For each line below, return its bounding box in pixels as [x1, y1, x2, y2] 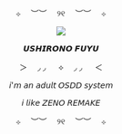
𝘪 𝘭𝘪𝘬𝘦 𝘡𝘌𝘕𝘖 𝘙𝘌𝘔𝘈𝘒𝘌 [21, 98, 101, 108]
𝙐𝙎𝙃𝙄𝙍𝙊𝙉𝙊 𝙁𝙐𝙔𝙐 [23, 43, 99, 53]
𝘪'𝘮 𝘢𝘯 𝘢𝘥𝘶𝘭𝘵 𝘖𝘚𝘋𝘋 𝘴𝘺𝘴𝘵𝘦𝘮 [8, 80, 114, 91]
